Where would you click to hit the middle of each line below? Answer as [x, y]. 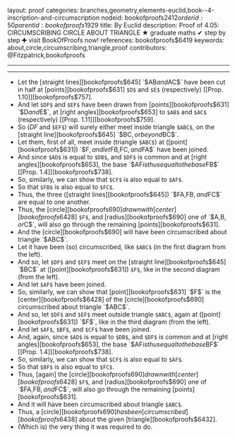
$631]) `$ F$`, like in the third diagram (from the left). [135, 322]
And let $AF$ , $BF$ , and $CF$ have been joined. [84, 329]
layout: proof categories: [43, 10]
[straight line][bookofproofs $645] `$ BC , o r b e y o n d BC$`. [98, 134]
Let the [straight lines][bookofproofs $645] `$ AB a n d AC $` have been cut [121, 82]
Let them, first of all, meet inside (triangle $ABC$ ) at [91, 142]
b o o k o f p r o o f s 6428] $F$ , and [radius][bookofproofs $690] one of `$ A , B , [123, 217]
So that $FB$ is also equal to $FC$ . [66, 187]
